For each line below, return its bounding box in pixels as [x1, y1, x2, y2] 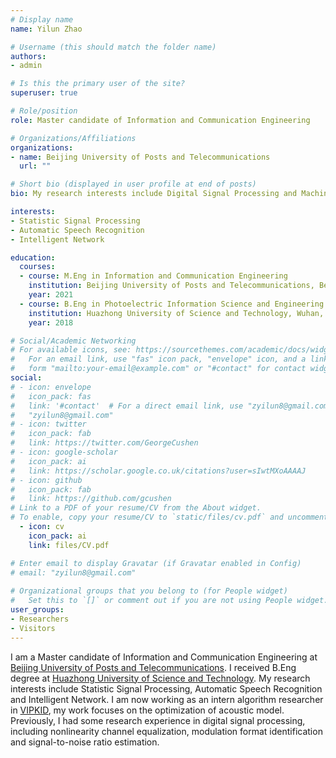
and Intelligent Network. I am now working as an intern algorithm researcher [10, 693, 324, 705]
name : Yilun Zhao [10, 24, 83, 34]
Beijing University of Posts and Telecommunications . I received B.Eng [10, 661, 297, 673]
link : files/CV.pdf [28, 540, 110, 550]
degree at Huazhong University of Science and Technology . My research [10, 672, 311, 684]
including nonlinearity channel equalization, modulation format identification [10, 725, 323, 737]
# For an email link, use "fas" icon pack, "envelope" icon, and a [10, 354, 307, 365]
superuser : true [10, 88, 78, 98]
